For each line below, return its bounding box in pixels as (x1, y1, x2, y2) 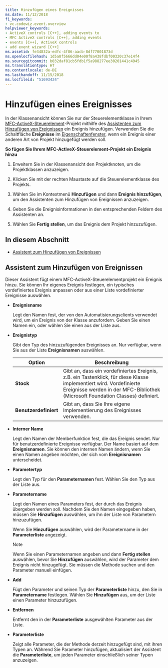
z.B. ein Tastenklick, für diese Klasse (63, 373, 149, 380)
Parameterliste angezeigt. (12, 532, 67, 538)
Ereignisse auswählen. (5, 292, 51, 298)
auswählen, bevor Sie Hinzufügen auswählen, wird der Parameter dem (12, 556, 159, 562)
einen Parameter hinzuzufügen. (12, 597, 77, 603)
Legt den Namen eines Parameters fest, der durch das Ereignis (12, 501, 142, 507)
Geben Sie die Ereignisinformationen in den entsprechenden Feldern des (12, 206, 162, 212)
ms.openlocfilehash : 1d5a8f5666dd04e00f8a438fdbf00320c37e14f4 (5, 53, 140, 59)
